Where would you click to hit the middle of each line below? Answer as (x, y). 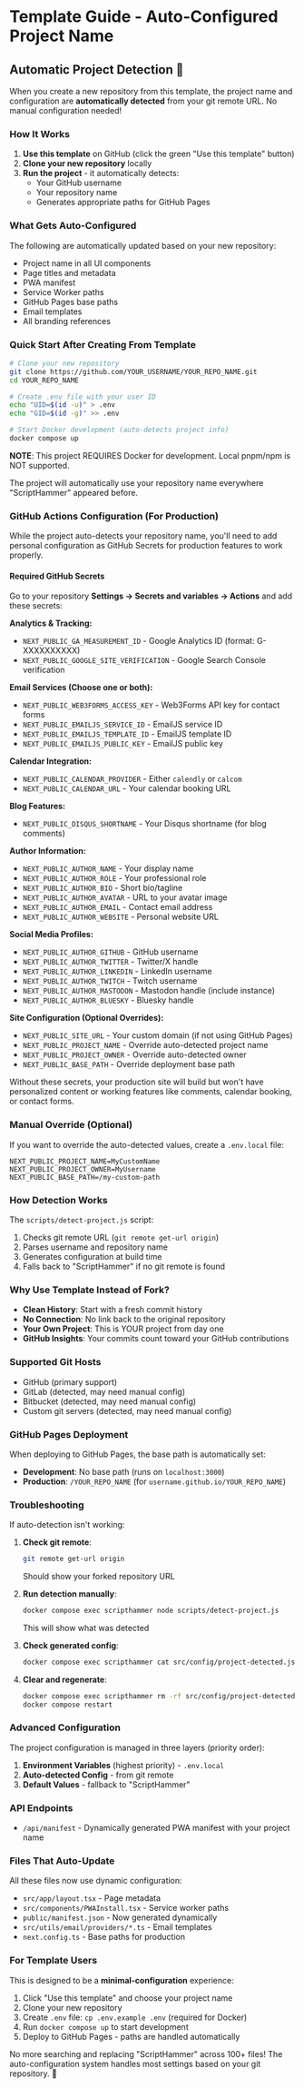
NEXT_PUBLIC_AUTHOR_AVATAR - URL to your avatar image (125, 897)
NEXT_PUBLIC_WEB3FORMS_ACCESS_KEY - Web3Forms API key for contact (151, 705)
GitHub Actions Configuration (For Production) (114, 516)
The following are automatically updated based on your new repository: (143, 245)
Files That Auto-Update (62, 1861)
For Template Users (54, 1961)
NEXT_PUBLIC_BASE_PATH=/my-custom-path (85, 1177)
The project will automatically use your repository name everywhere (137, 482)
